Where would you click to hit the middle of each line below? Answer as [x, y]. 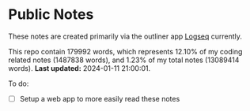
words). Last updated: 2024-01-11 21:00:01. [80, 68]
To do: [19, 83]
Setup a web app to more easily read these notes [100, 98]
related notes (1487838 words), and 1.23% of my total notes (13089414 [124, 60]
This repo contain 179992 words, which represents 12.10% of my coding [125, 51]
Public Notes [51, 15]
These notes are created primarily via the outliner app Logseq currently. [125, 36]
